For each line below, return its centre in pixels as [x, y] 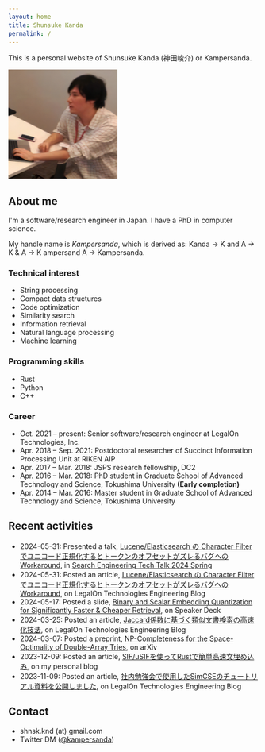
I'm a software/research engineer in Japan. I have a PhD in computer [121, 220]
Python [31, 387]
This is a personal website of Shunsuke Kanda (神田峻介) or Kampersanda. [130, 58]
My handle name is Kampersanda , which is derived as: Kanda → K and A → [132, 244]
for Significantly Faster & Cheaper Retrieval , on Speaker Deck [120, 610]
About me [33, 201]
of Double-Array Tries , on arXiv [106, 646]
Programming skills [46, 361]
